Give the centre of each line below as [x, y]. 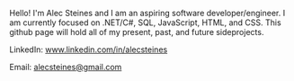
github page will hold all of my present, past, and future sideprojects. [137, 32]
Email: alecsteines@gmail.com [66, 67]
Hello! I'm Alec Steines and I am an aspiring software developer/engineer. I [147, 13]
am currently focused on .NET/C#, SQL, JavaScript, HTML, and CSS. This [145, 22]
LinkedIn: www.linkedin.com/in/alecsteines [89, 49]
